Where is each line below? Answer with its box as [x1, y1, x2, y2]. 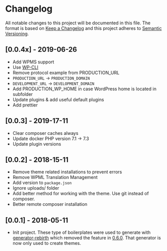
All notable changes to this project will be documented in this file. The [5, 20, 151, 26]
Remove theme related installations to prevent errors [12, 169, 122, 175]
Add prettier [12, 102, 38, 108]
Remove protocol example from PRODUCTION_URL [12, 69, 120, 76]
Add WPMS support [12, 59, 55, 65]
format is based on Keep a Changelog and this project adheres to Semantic [5, 25, 162, 31]
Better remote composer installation [12, 201, 88, 207]
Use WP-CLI [12, 64, 39, 70]
